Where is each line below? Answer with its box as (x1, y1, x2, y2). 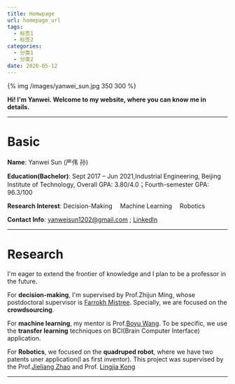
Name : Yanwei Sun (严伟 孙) (7, 158, 89, 166)
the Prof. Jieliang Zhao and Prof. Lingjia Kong (7, 362, 136, 371)
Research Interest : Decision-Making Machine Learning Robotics (7, 201, 206, 210)
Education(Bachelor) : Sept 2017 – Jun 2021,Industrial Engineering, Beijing (7, 172, 222, 180)
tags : (7, 23, 23, 30)
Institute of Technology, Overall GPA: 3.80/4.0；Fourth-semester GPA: (7, 180, 210, 188)
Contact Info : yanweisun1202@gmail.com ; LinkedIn (7, 215, 158, 224)
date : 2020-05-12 (7, 62, 58, 69)
